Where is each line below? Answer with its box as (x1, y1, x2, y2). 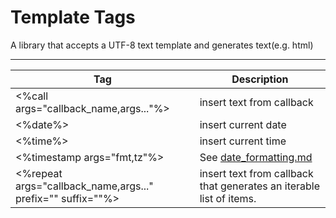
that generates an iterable (199, 179, 321, 193)
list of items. (199, 191, 257, 205)
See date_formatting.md (199, 150, 313, 164)
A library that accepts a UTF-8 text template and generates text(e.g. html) (10, 39, 314, 51)
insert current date (199, 117, 287, 131)
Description (231, 72, 289, 86)
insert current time (199, 134, 287, 148)
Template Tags (10, 6, 136, 29)
